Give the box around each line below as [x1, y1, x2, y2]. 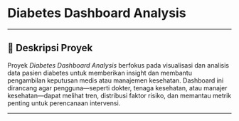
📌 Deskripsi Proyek [7, 42, 93, 54]
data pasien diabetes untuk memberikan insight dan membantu [7, 68, 192, 77]
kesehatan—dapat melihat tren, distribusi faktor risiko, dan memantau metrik [7, 91, 232, 100]
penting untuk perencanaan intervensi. [7, 98, 121, 107]
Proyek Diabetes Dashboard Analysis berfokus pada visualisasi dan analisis [7, 60, 230, 69]
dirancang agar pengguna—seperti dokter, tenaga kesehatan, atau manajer [7, 83, 228, 92]
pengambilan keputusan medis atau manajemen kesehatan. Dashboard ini [7, 76, 224, 85]
